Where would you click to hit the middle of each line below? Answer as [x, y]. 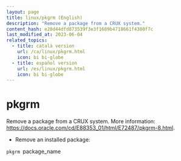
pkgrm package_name [34, 152]
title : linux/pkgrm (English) [45, 18]
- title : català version [43, 46]
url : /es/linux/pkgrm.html [51, 69]
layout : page [23, 12]
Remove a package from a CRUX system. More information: [81, 121]
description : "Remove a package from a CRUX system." [76, 23]
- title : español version [45, 63]
